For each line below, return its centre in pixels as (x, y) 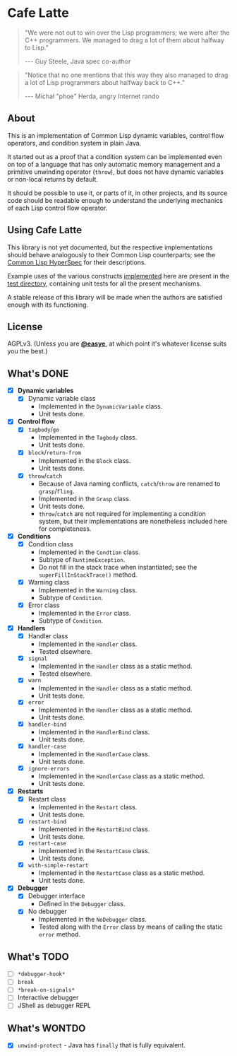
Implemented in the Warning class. (88, 590)
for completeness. (65, 529)
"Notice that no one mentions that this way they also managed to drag (126, 75)
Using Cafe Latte (45, 230)
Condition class (51, 544)
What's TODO (38, 957)
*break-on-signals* (46, 990)
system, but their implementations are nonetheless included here (133, 521)
